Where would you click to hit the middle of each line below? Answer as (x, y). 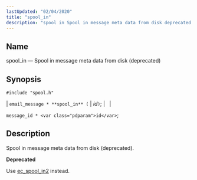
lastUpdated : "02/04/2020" (39, 12)
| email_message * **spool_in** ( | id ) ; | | (59, 104)
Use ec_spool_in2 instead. (38, 171)
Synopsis (24, 79)
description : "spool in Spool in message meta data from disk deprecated (99, 22)
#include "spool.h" (30, 93)
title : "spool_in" (29, 17)
